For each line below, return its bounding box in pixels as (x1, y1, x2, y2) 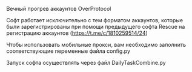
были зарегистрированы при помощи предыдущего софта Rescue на (6, 23, 185, 30)
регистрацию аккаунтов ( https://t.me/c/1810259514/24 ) (6, 29, 148, 37)
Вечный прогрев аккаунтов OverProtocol (6, 5, 111, 12)
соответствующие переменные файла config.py (6, 47, 131, 55)
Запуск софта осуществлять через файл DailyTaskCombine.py (6, 59, 166, 66)
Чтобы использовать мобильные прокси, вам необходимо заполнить (6, 41, 187, 48)
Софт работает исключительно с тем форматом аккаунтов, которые (6, 17, 184, 23)
